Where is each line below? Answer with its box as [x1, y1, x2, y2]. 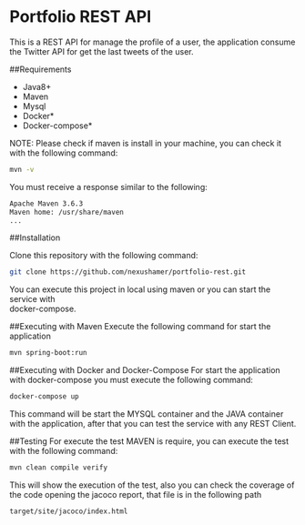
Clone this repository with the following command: [9, 250, 198, 261]
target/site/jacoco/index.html [9, 507, 128, 516]
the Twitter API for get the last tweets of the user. [9, 45, 194, 56]
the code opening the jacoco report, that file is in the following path [9, 489, 262, 500]
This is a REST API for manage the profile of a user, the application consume [9, 36, 296, 47]
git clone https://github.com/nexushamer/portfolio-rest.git [9, 268, 247, 277]
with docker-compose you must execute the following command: [9, 375, 253, 386]
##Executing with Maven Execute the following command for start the [9, 321, 271, 332]
